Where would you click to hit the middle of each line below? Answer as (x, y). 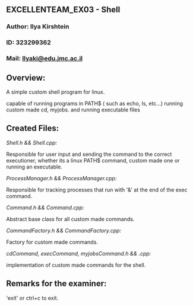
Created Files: (33, 128)
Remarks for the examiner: (56, 284)
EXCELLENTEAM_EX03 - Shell (63, 10)
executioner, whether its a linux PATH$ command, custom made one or (93, 160)
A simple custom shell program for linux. (56, 92)
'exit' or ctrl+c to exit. (32, 298)
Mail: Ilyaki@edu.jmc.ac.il (45, 59)
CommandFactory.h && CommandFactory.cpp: (64, 230)
